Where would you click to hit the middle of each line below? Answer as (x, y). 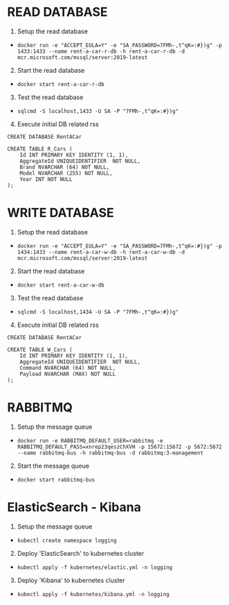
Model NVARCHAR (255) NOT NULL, (66, 173)
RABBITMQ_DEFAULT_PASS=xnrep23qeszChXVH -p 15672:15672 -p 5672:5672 (120, 447)
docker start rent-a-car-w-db (61, 285)
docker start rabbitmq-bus (56, 479)
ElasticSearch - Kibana (74, 507)
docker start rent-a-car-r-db (61, 84)
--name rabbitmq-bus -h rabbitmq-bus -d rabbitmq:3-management (110, 453)
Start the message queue (53, 466)
